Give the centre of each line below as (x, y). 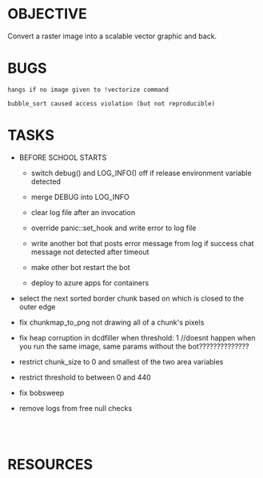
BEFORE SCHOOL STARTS (63, 157)
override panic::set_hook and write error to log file (114, 228)
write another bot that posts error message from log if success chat (142, 243)
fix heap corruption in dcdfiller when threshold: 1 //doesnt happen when (137, 337)
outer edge (37, 307)
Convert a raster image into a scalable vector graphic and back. (112, 36)
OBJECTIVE (47, 14)
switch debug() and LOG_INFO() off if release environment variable (141, 173)
